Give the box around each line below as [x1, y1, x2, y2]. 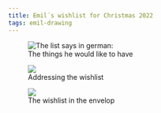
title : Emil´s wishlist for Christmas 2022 [8, 11, 154, 20]
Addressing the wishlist [28, 72, 104, 81]
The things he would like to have [28, 49, 133, 58]
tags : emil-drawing [8, 19, 73, 27]
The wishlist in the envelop [28, 96, 115, 105]
